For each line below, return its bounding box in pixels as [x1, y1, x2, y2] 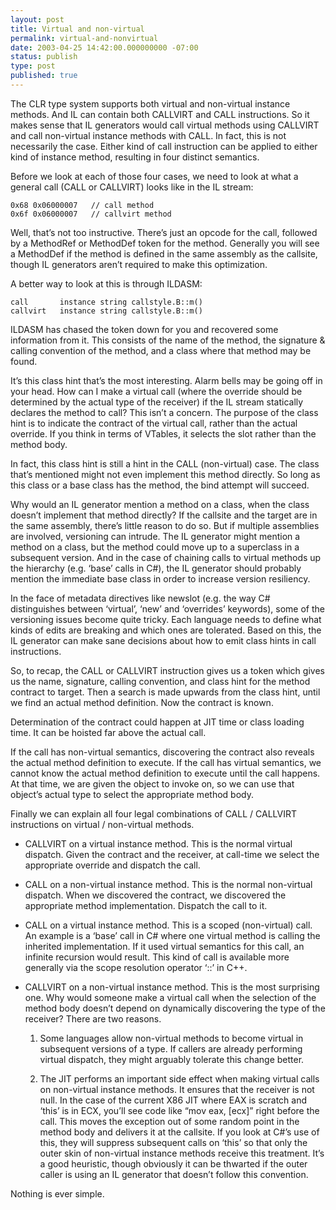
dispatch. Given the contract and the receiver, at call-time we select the [24, 848, 320, 860]
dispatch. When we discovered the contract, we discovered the [24, 889, 287, 901]
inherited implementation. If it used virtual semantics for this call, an [24, 940, 305, 952]
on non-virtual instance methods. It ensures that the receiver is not [39, 1083, 315, 1095]
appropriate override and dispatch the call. [24, 859, 201, 871]
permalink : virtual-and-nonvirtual [10, 33, 159, 43]
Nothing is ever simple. [10, 1187, 105, 1200]
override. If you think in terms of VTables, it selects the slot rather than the [10, 427, 317, 440]
